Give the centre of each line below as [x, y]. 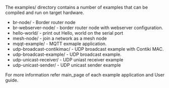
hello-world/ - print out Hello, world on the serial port [68, 33]
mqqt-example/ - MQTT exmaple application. [60, 44]
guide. [12, 80]
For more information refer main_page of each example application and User [85, 75]
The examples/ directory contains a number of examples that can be [77, 7]
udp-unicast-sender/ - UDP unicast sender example [67, 65]
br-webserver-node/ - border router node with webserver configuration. [88, 28]
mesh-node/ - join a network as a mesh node [60, 38]
